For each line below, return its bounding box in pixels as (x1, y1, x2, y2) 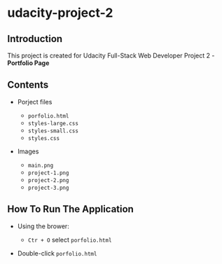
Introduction (7, 33, 63, 45)
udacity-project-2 (7, 5, 113, 21)
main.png (27, 162, 54, 169)
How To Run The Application (7, 203, 134, 215)
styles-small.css (27, 127, 79, 134)
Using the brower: (17, 222, 70, 230)
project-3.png (27, 184, 69, 191)
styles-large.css (27, 120, 79, 127)
